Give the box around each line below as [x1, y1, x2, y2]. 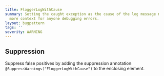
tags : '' [5, 25, 23, 30]
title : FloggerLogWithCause [5, 7, 62, 12]
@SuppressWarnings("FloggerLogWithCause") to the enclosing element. [5, 65, 145, 71]
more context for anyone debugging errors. [9, 16, 99, 21]
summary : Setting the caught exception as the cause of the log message [5, 12, 156, 16]
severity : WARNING [5, 30, 42, 34]
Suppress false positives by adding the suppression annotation [5, 60, 132, 66]
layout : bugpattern [5, 20, 45, 26]
